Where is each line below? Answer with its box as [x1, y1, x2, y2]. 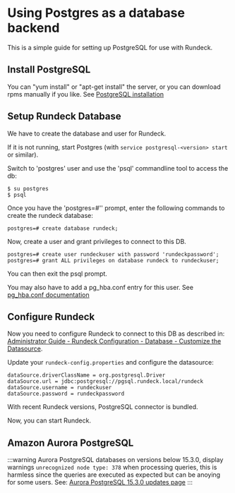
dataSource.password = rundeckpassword [7, 390, 125, 398]
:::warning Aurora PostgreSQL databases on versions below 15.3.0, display [7, 456, 224, 464]
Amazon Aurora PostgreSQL [7, 437, 134, 449]
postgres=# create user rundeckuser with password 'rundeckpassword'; [7, 250, 219, 258]
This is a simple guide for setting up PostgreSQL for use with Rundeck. [7, 43, 213, 51]
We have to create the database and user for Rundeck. [7, 129, 167, 138]
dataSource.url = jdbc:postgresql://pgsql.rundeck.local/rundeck [7, 378, 203, 385]
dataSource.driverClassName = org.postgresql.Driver [7, 372, 166, 379]
